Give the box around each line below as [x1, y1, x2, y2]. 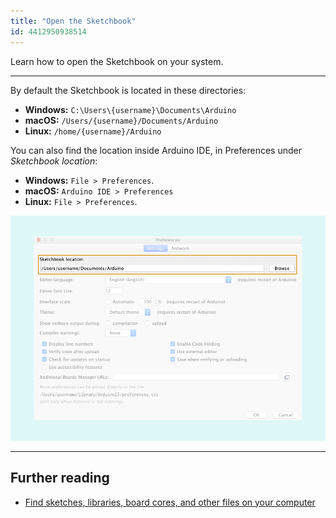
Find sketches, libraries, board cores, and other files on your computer [24, 496, 316, 508]
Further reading [10, 470, 110, 487]
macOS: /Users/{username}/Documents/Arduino [24, 114, 219, 126]
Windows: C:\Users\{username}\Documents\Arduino [24, 103, 237, 115]
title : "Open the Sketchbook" [10, 16, 137, 26]
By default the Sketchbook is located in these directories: [10, 84, 247, 96]
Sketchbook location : [10, 155, 98, 167]
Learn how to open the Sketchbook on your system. [10, 55, 224, 67]
